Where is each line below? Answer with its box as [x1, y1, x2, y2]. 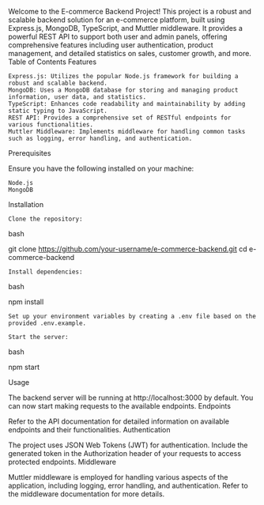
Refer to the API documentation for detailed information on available [8, 416, 229, 426]
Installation [8, 200, 44, 209]
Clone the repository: [8, 215, 83, 223]
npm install [8, 297, 44, 307]
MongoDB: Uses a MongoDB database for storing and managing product [8, 86, 239, 94]
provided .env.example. [8, 319, 87, 327]
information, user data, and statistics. [8, 93, 147, 101]
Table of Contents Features [8, 57, 97, 66]
